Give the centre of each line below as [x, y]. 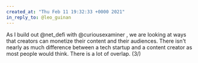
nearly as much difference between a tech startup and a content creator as [99, 47]
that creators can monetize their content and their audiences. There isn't [96, 41]
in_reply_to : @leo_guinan [39, 17]
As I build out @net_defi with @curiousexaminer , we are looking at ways [96, 34]
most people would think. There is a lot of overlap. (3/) [74, 53]
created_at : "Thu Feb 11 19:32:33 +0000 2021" [66, 12]
